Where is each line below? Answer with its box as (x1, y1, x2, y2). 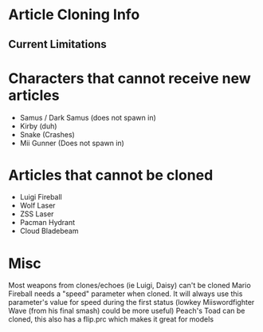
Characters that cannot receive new (8, 69, 251, 87)
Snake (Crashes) (19, 129, 76, 139)
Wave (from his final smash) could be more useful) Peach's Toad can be (8, 306, 245, 316)
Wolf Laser (19, 201, 56, 211)
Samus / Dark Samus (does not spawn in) (19, 113, 157, 122)
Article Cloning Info (8, 6, 140, 24)
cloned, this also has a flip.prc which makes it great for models (8, 314, 214, 324)
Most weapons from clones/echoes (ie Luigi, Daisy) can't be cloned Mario (8, 281, 251, 290)
